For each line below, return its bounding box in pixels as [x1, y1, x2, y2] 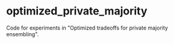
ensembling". [6, 30, 39, 37]
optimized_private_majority [6, 4, 148, 18]
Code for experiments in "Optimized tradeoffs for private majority [6, 24, 169, 31]
